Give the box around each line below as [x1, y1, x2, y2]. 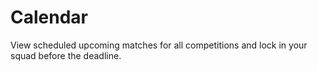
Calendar [10, 6, 88, 29]
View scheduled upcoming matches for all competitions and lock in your [10, 39, 308, 51]
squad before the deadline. [10, 49, 122, 61]
